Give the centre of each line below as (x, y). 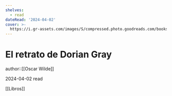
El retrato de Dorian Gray (59, 55)
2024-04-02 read (24, 79)
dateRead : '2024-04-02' (31, 20)
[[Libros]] (15, 89)
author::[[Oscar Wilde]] (30, 69)
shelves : (15, 10)
